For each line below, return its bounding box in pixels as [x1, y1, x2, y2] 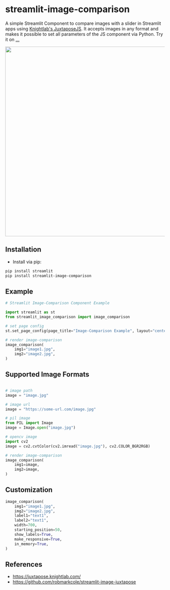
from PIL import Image [5, 420, 53, 426]
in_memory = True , [14, 541, 49, 546]
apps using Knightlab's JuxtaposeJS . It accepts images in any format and [5, 25, 158, 31]
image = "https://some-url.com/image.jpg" [5, 406, 96, 412]
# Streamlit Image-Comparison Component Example [5, 301, 110, 306]
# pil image [5, 416, 30, 421]
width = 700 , [14, 523, 37, 528]
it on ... [5, 36, 20, 43]
